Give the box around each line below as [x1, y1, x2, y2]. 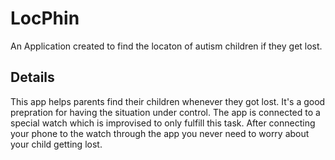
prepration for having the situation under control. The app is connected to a [10, 106, 321, 118]
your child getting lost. [10, 138, 103, 150]
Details [10, 69, 55, 86]
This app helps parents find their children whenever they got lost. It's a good [10, 95, 326, 107]
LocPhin [10, 7, 80, 30]
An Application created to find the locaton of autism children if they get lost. [10, 40, 323, 52]
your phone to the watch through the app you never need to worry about [10, 127, 310, 139]
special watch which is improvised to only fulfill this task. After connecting [10, 117, 316, 129]
